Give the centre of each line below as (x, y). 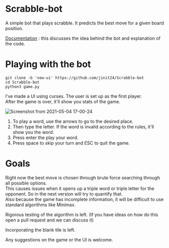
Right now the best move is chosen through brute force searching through (83, 177)
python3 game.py (22, 87)
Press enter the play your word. (45, 137)
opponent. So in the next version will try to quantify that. (64, 194)
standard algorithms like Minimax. (41, 205)
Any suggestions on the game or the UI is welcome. (59, 239)
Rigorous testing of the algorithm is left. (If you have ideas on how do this (82, 214)
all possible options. (26, 183)
